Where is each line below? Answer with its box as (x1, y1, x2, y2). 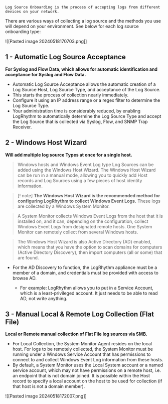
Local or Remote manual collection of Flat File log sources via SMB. (5, 331, 148, 337)
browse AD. (12, 275, 37, 281)
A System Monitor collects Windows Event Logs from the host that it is (17, 213, 163, 219)
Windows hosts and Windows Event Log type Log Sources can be (17, 161, 154, 168)
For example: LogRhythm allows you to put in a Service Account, (20, 285, 154, 291)
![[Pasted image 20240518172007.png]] (5, 393, 87, 399)
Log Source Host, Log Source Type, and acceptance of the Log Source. (12, 86, 160, 92)
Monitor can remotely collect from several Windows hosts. (17, 229, 138, 235)
